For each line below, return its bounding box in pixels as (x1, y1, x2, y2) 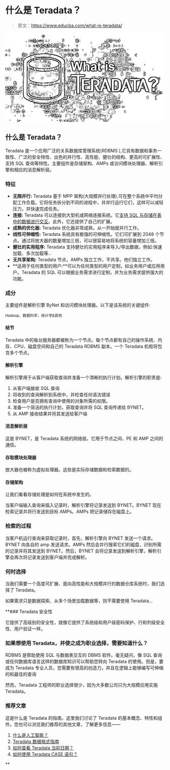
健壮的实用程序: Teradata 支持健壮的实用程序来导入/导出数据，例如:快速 (12, 244, 162, 250)
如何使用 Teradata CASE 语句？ (12, 751, 78, 757)
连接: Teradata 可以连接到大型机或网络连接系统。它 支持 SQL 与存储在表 (12, 212, 162, 219)
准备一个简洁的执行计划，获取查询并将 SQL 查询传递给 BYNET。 (12, 404, 147, 410)
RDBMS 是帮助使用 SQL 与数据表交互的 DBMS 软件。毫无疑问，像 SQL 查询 (5, 652, 162, 658)
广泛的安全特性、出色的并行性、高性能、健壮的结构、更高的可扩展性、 (18, 153, 165, 160)
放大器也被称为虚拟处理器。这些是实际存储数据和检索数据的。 (5, 467, 134, 473)
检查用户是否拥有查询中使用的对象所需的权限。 (12, 397, 110, 404)
